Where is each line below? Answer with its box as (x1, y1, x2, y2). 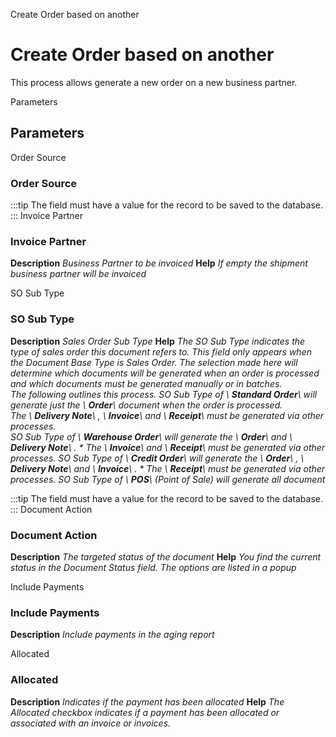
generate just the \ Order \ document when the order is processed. (10, 399, 283, 411)
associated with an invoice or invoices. (10, 717, 172, 729)
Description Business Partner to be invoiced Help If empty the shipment (10, 257, 308, 269)
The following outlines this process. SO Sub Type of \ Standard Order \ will (10, 388, 318, 400)
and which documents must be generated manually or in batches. (10, 377, 283, 389)
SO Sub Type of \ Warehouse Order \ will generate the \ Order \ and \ (10, 430, 293, 443)
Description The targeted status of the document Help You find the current (10, 550, 322, 563)
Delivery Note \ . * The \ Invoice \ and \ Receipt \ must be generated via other (10, 441, 326, 453)
